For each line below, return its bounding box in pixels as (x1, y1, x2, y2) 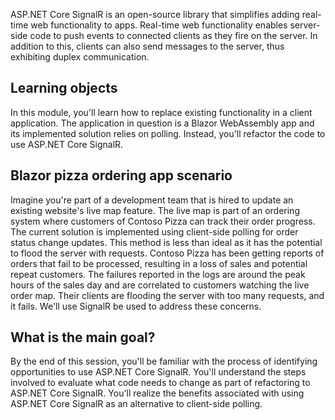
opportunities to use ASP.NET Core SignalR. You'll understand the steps (10, 366, 307, 378)
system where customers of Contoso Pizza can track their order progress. (10, 215, 316, 227)
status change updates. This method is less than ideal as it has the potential (10, 236, 323, 248)
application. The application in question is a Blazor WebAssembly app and (10, 117, 315, 129)
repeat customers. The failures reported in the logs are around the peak (10, 268, 306, 280)
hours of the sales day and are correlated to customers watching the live (10, 279, 310, 291)
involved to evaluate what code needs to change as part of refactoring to (10, 377, 311, 389)
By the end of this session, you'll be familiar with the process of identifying (10, 355, 318, 368)
